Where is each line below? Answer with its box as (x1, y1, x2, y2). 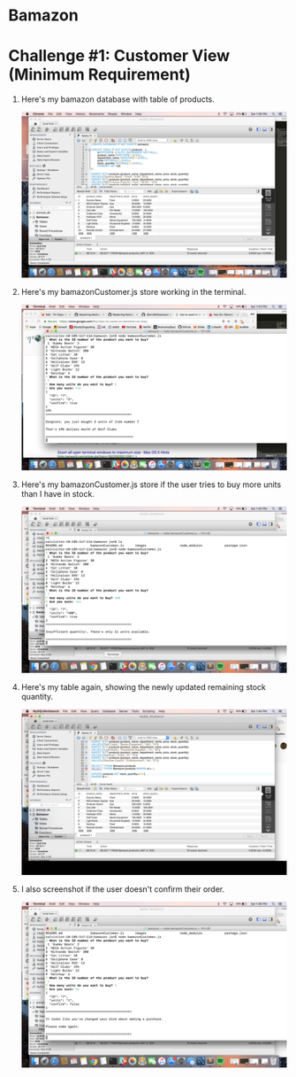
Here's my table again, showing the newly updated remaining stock (20, 681, 267, 692)
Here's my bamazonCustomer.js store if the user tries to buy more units (20, 479, 282, 490)
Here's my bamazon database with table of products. (20, 94, 216, 105)
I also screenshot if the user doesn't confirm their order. (20, 883, 225, 895)
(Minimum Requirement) (8, 65, 191, 85)
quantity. (20, 691, 54, 701)
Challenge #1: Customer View (8, 46, 231, 66)
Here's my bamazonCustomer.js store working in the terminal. (20, 287, 247, 298)
